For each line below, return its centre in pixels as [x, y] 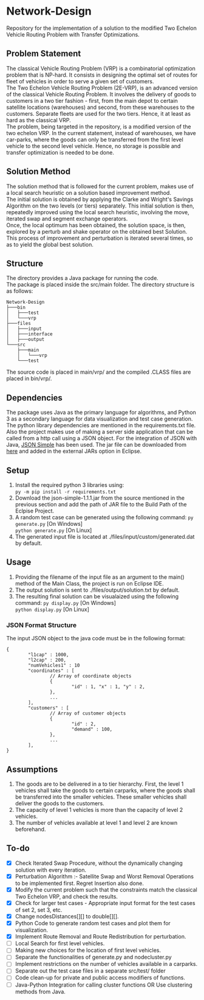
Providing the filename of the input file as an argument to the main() [100, 577]
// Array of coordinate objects [90, 676]
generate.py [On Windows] [49, 524]
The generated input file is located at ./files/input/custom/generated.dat [105, 537]
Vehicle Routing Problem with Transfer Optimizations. [73, 34]
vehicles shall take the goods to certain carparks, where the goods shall [105, 790]
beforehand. [30, 829]
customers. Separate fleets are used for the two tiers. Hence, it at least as [99, 113]
